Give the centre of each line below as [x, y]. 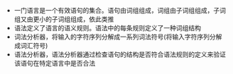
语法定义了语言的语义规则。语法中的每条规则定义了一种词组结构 [107, 28]
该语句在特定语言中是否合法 [55, 63]
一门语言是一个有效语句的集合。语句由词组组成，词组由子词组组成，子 [117, 10]
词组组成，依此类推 [86, 19]
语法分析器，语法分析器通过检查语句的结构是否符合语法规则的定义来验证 [120, 54]
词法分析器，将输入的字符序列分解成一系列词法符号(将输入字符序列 [112, 37]
